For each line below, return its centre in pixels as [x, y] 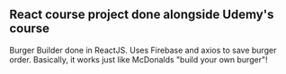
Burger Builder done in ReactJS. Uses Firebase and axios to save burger [143, 50]
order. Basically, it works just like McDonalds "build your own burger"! [139, 59]
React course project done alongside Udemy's [142, 15]
